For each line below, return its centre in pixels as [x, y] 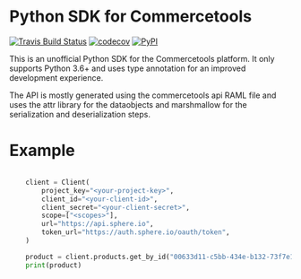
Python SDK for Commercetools [131, 17]
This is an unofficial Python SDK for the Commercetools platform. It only [142, 58]
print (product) [54, 265]
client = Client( [58, 182]
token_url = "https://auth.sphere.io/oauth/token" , [136, 232]
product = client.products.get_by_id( [98, 257]
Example [42, 151]
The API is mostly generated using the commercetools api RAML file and [143, 95]
